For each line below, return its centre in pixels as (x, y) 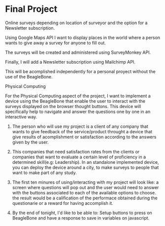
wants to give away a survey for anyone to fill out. (55, 42)
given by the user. (31, 142)
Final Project (31, 9)
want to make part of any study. (45, 172)
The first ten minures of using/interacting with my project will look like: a (85, 182)
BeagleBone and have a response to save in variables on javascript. (81, 218)
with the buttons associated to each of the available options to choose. (84, 192)
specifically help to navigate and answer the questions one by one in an (78, 112)
